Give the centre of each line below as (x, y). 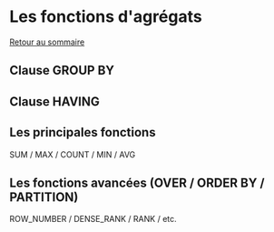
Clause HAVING (54, 101)
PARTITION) (44, 197)
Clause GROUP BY (62, 71)
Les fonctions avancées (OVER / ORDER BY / (137, 182)
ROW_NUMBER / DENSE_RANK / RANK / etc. (93, 219)
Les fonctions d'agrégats (106, 17)
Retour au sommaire (47, 42)
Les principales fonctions (83, 132)
